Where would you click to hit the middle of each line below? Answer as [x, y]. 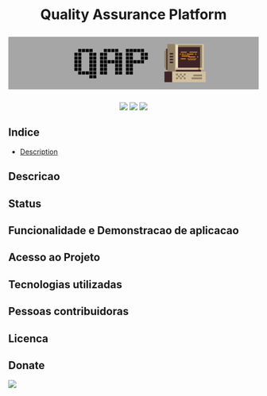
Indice [24, 133]
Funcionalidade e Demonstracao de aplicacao [124, 231]
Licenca [29, 338]
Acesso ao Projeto [54, 258]
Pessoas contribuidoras [69, 311]
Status [25, 204]
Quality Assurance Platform [133, 15]
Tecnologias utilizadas [65, 285]
